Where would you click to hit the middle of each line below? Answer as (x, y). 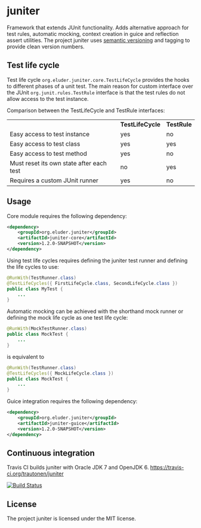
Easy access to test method (48, 154)
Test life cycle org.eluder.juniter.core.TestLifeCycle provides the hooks (98, 79)
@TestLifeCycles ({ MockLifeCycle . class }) (60, 373)
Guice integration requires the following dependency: (72, 401)
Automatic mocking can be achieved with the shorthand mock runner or (95, 311)
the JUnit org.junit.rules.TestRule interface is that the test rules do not (96, 92)
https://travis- (167, 468)
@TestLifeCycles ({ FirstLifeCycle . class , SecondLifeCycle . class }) (92, 283)
